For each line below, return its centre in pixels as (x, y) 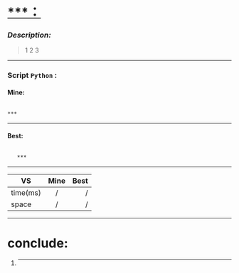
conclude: (38, 243)
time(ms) (26, 192)
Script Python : (32, 75)
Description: (29, 35)
